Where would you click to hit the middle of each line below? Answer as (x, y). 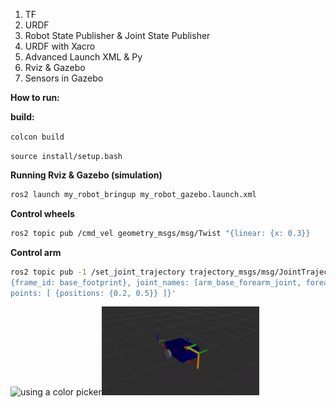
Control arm (36, 252)
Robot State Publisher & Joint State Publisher (117, 35)
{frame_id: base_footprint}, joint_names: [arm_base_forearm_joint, (156, 282)
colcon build (37, 137)
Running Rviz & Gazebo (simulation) (86, 175)
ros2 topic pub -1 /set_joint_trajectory (98, 272)
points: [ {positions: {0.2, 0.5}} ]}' (93, 293)
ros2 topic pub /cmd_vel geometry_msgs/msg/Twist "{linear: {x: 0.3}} (160, 233)
